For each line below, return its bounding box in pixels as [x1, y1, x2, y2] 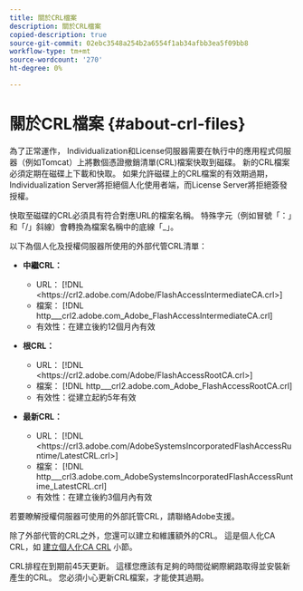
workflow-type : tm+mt [9, 47, 91, 56]
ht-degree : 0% [9, 64, 63, 73]
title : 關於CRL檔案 [9, 13, 78, 23]
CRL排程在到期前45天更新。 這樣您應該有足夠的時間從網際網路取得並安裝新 [9, 560, 291, 571]
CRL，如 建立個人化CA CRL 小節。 [9, 541, 137, 552]
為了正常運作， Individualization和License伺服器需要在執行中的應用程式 [9, 145, 276, 156]
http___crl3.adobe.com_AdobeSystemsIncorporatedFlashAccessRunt [35, 470, 294, 481]
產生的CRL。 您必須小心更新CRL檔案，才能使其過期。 [9, 572, 210, 583]
